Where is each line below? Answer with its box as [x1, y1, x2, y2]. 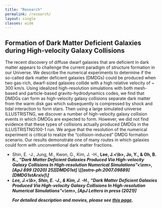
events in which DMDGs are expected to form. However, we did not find [5, 116, 149, 122]
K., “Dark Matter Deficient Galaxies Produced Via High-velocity [12, 157, 144, 163]
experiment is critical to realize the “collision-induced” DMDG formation [5, 132, 148, 138]
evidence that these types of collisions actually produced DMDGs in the [5, 121, 149, 127]
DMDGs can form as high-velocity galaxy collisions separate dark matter [5, 95, 151, 101]
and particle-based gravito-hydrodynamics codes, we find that [18, 91, 144, 96]
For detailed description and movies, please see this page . [12, 197, 133, 203]
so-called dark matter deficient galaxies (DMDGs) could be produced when [5, 75, 156, 81]
